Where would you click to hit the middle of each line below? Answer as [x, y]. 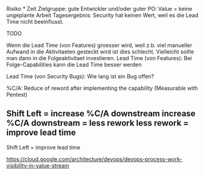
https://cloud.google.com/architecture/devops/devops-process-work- [94, 159]
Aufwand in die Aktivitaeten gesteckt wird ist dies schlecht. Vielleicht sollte [100, 52]
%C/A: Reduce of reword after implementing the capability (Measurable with [102, 88]
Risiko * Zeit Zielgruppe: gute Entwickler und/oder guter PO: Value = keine [99, 9]
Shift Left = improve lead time [43, 147]
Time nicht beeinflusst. [35, 22]
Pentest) [17, 94]
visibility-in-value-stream [38, 165]
